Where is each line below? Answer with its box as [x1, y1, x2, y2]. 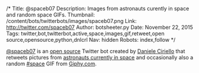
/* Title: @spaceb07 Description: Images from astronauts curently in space [6, 5, 189, 12]
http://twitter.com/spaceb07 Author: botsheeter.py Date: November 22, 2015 [6, 24, 193, 31]
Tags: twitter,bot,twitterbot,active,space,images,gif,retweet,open [6, 30, 165, 37]
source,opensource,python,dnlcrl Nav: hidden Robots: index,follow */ [6, 36, 176, 43]
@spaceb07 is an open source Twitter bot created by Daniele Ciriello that [6, 48, 185, 55]
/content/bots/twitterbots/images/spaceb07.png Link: [6, 18, 137, 24]
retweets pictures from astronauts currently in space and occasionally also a [6, 54, 194, 61]
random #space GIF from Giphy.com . [6, 60, 97, 67]
